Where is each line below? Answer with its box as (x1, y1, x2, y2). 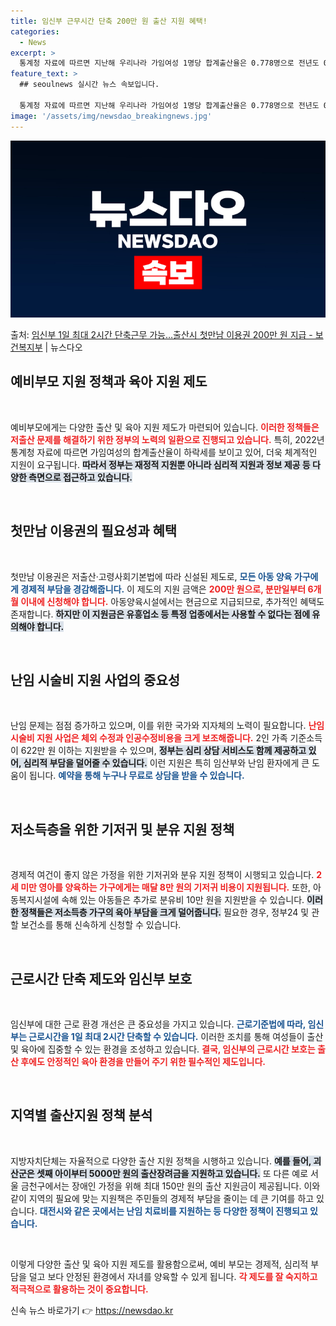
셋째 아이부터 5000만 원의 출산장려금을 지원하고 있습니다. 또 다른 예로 (36, 1167, 309, 1179)
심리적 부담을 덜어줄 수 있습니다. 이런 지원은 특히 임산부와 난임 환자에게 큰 (23, 757, 310, 769)
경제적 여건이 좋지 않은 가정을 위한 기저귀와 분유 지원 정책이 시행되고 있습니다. (10, 869, 315, 881)
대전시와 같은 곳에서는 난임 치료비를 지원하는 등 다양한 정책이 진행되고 (39, 1205, 308, 1217)
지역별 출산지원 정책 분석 (10, 1107, 153, 1124)
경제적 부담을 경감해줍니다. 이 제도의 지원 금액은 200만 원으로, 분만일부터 (20, 583, 307, 595)
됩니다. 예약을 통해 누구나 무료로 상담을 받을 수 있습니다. (28, 770, 245, 782)
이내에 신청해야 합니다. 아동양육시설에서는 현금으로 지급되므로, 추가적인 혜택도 (20, 595, 325, 607)
